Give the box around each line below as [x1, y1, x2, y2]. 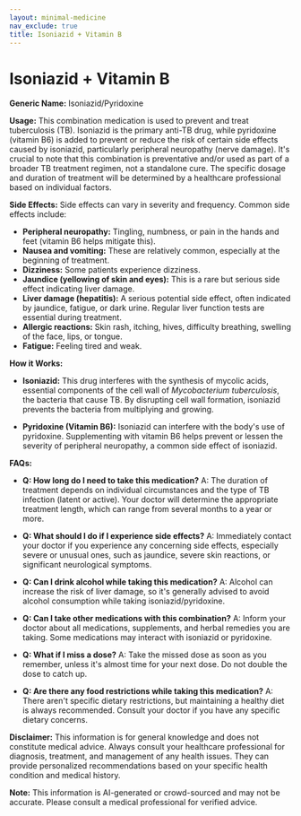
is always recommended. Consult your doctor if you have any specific [21, 705, 280, 716]
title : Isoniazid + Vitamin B [9, 30, 123, 39]
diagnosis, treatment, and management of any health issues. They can [9, 751, 270, 762]
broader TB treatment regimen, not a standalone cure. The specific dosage [9, 163, 287, 174]
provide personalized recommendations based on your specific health [9, 760, 269, 771]
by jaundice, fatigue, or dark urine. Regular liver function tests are [21, 302, 265, 314]
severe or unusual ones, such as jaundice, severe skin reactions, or [21, 550, 271, 560]
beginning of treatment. [21, 255, 110, 265]
